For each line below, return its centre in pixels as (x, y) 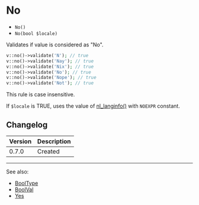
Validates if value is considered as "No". (55, 45)
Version (20, 141)
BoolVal (24, 190)
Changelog (27, 124)
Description (54, 141)
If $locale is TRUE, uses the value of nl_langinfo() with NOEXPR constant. (93, 106)
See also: (17, 172)
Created (49, 151)
